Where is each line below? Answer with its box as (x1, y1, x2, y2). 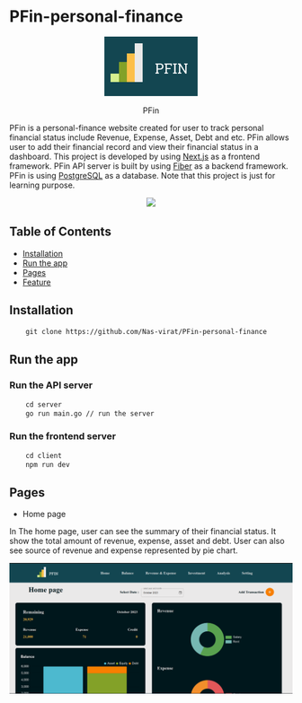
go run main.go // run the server (25, 409, 155, 418)
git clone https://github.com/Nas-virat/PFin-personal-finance (25, 328, 268, 337)
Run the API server (9, 379, 93, 391)
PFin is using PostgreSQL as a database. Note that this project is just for (9, 170, 276, 180)
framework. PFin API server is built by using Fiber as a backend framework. (9, 160, 289, 171)
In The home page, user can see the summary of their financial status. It (9, 526, 277, 537)
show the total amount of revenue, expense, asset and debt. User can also (9, 536, 285, 547)
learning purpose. (9, 180, 75, 190)
